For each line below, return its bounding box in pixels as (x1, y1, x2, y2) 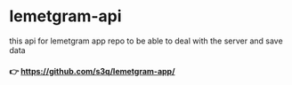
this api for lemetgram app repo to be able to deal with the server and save (9, 35, 283, 46)
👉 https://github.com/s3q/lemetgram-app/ (9, 66, 175, 76)
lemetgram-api (9, 6, 122, 27)
